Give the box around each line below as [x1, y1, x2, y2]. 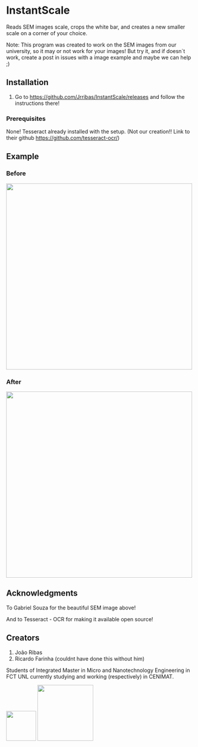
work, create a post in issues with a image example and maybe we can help [6, 54, 191, 61]
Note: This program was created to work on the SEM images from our [6, 41, 177, 48]
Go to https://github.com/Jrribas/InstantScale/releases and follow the [14, 93, 185, 100]
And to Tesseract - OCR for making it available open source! [6, 615, 153, 623]
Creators [6, 633, 40, 643]
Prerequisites [6, 114, 46, 123]
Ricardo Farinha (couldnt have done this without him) [14, 655, 144, 662]
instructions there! [14, 99, 60, 107]
